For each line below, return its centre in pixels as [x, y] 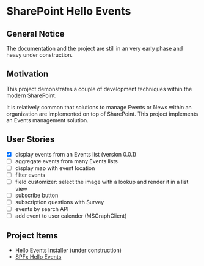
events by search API [42, 209]
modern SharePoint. [31, 95]
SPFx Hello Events [38, 257]
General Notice [36, 34]
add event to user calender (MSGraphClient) [71, 216]
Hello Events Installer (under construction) [68, 250]
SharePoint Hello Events [69, 11]
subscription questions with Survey [60, 202]
